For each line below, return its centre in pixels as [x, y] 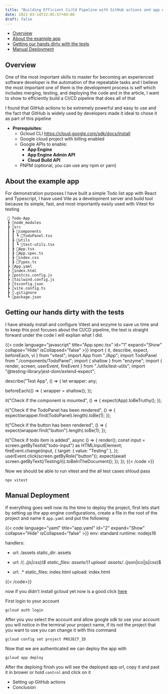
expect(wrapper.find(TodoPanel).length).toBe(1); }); [58, 415]
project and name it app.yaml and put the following [57, 518]
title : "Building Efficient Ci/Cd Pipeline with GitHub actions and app [82, 10]
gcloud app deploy [24, 657]
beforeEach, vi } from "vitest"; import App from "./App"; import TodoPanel [81, 355]
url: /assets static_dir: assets [42, 552]
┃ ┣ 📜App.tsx [21, 249]
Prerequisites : [27, 128]
